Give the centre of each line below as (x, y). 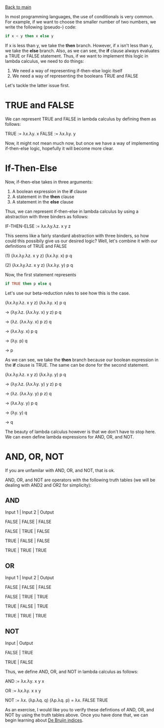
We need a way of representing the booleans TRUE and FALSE (75, 76)
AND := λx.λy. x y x (25, 681)
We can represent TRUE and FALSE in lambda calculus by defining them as (81, 119)
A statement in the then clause (43, 197)
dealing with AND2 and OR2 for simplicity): (48, 485)
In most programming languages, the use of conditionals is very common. (79, 16)
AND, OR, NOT (35, 456)
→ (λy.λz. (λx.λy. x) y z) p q (33, 312)
